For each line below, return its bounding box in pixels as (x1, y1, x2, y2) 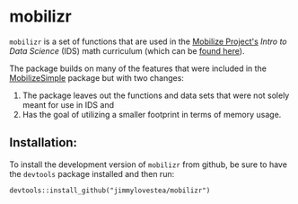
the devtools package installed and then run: (9, 168, 175, 179)
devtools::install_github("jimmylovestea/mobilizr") (9, 186, 211, 195)
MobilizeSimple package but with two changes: (9, 72, 184, 83)
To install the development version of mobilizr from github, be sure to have (9, 159, 287, 170)
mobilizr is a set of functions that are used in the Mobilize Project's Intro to (9, 36, 287, 47)
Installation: (9, 135, 78, 150)
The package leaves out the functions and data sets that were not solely (22, 90, 290, 101)
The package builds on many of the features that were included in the (9, 63, 267, 74)
